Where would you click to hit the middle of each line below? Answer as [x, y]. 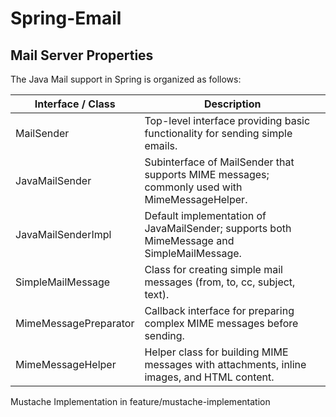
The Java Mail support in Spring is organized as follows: [126, 79]
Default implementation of [205, 215]
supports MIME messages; [207, 174]
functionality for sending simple [218, 133]
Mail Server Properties [82, 55]
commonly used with [193, 187]
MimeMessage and [189, 240]
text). [157, 294]
